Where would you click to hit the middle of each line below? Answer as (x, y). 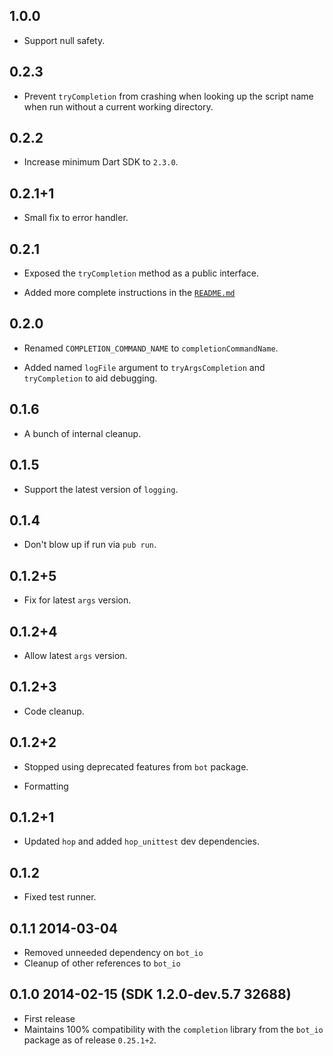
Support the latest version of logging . (101, 489)
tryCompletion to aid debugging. (90, 378)
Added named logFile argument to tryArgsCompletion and (144, 367)
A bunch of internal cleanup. (82, 433)
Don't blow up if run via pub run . (90, 545)
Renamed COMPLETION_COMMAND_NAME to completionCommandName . (151, 348)
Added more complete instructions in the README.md (129, 293)
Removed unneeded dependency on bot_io (113, 952)
